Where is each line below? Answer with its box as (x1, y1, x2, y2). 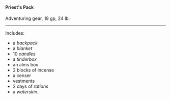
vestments (12, 78, 35, 84)
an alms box (12, 62, 39, 68)
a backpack (12, 40, 38, 46)
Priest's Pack (5, 4, 34, 10)
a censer (12, 72, 32, 79)
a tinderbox (12, 56, 37, 62)
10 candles (12, 51, 36, 57)
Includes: (5, 30, 24, 36)
